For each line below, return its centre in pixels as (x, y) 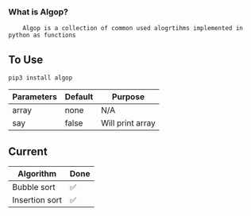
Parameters (35, 97)
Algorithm (37, 173)
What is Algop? (39, 12)
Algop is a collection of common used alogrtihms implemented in (133, 29)
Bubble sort (34, 187)
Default (79, 97)
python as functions (42, 35)
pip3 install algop (41, 78)
